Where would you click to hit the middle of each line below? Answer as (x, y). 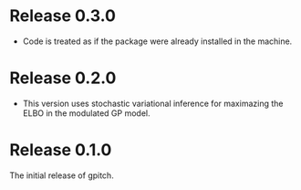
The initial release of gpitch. (62, 175)
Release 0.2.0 (63, 78)
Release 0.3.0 (63, 16)
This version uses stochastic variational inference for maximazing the (153, 103)
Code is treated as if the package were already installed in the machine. (157, 41)
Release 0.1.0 (61, 150)
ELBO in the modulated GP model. (86, 113)
